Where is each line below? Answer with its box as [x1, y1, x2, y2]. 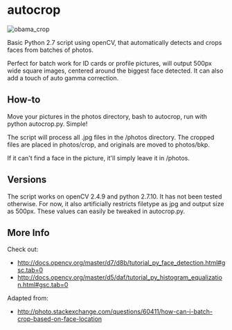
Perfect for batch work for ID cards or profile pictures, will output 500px [7, 59, 213, 67]
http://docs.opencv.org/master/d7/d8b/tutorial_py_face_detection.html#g [17, 259, 226, 267]
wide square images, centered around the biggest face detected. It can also [7, 66, 224, 75]
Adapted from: [7, 294, 48, 302]
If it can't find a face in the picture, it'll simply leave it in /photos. [7, 154, 190, 162]
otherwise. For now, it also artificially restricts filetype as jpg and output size [7, 199, 224, 208]
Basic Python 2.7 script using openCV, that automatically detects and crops [7, 38, 222, 46]
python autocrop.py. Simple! [7, 120, 88, 128]
